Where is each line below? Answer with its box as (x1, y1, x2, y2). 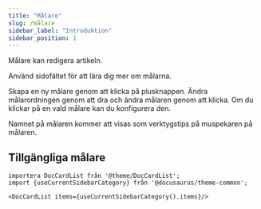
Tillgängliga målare (8, 151, 106, 164)
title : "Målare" (8, 11, 62, 20)
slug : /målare (8, 19, 56, 27)
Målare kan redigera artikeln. (8, 56, 103, 65)
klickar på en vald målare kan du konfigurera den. (8, 104, 172, 113)
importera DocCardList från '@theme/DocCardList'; (8, 172, 180, 180)
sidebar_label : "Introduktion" (8, 26, 113, 34)
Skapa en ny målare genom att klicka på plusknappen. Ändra (8, 87, 208, 97)
